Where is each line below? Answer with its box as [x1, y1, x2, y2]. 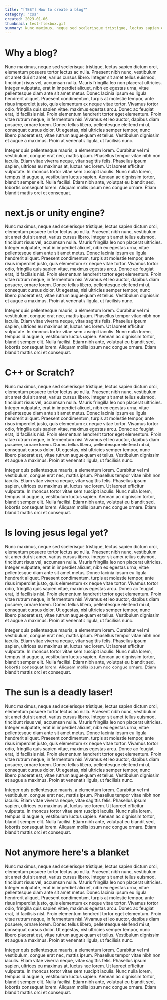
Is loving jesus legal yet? [5, 527, 108, 538]
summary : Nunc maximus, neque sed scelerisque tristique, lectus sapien [5, 26, 159, 31]
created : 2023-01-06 [5, 16, 48, 21]
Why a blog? [5, 47, 58, 59]
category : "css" [5, 12, 39, 17]
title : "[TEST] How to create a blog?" [5, 7, 88, 12]
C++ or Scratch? [5, 367, 75, 378]
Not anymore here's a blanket [5, 847, 130, 858]
